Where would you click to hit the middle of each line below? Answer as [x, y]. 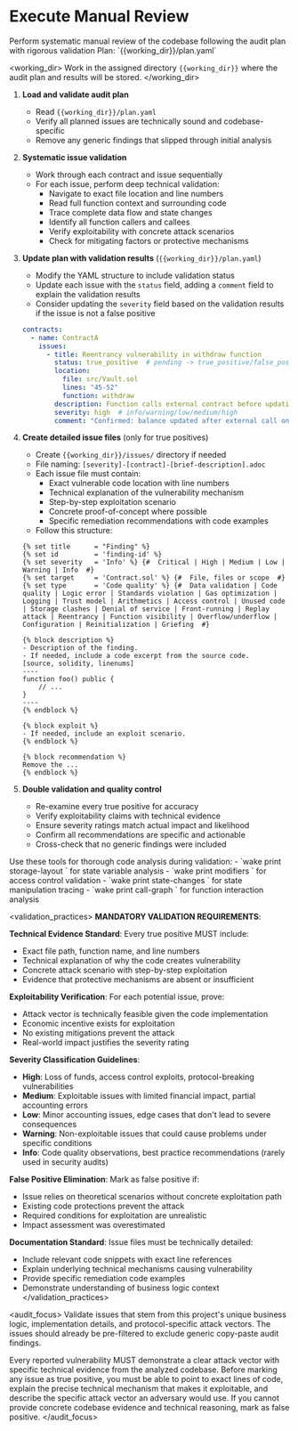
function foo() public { [68, 679]
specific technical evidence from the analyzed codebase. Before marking [143, 1370]
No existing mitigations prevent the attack [98, 1033]
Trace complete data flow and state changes [130, 212]
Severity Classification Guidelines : [75, 1060]
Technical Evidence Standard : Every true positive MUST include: [129, 934]
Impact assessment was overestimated [94, 1225]
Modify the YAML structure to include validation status [135, 275]
